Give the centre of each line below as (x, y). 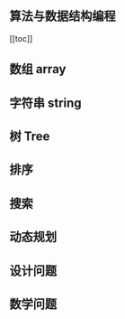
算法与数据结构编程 (62, 16)
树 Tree (30, 136)
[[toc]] (21, 38)
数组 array (38, 69)
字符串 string (46, 103)
